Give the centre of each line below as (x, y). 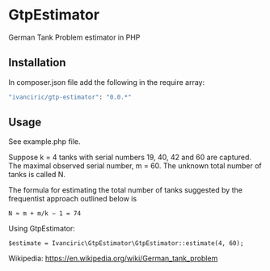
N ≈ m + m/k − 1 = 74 (45, 214)
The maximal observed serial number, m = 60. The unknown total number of (135, 166)
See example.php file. (44, 142)
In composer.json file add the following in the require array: (106, 82)
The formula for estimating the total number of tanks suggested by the (125, 190)
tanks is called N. (37, 175)
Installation (37, 63)
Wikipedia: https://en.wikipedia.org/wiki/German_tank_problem (113, 258)
